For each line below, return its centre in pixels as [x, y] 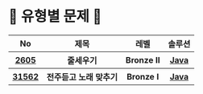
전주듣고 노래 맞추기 [82, 77]
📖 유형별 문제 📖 [55, 16]
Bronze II [143, 59]
